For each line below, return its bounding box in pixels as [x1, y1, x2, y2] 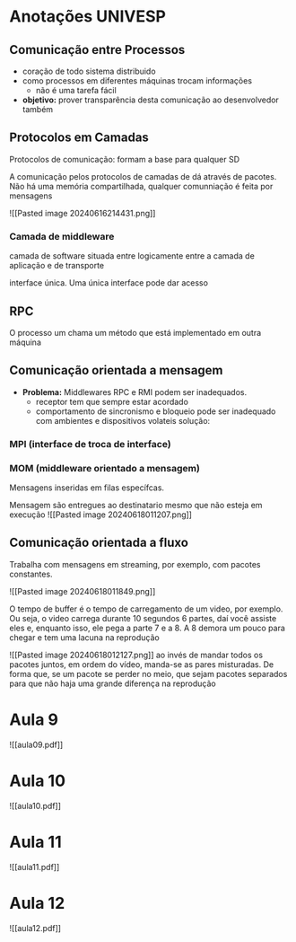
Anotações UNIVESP [9, 6, 166, 27]
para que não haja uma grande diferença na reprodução [9, 678, 217, 689]
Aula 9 [9, 709, 58, 729]
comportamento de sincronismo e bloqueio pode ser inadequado [35, 406, 276, 417]
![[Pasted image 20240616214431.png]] [9, 207, 156, 218]
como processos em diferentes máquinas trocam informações [22, 75, 253, 86]
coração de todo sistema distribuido [22, 66, 156, 76]
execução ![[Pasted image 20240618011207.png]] [9, 509, 193, 520]
